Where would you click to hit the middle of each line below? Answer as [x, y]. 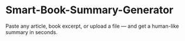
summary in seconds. [32, 32]
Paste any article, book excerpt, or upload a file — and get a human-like [92, 26]
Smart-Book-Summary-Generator [90, 10]
